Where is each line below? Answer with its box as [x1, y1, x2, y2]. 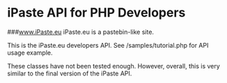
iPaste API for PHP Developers [7, 5, 186, 21]
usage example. [7, 48, 53, 57]
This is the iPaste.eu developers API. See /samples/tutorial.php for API [7, 41, 209, 49]
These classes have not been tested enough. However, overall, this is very [7, 62, 221, 70]
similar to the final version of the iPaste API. [7, 69, 132, 77]
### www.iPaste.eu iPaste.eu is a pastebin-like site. [7, 28, 155, 36]
